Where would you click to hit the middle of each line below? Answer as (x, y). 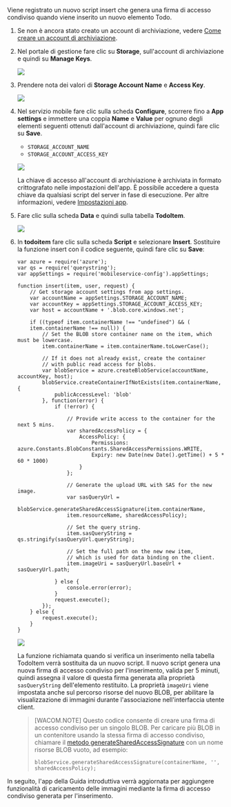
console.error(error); (99, 588)
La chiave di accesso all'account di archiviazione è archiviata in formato (119, 180)
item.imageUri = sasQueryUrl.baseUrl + (124, 564)
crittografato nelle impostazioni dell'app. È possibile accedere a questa (118, 188)
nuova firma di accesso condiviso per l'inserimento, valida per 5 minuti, (119, 670)
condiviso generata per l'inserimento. (60, 796)
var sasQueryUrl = (93, 497)
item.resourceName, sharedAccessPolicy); (127, 515)
